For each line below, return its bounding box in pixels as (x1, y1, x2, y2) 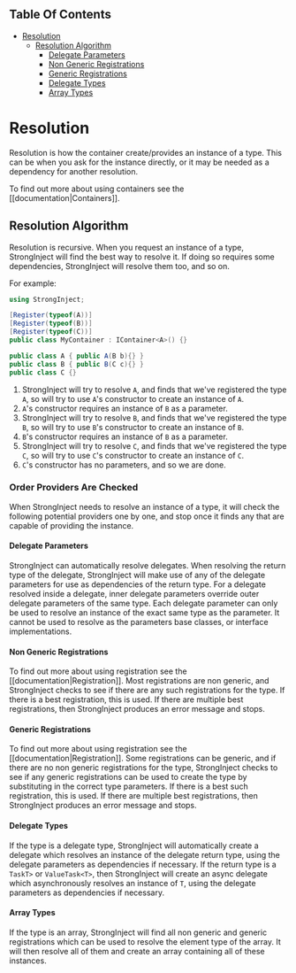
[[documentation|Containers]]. (9, 192, 120, 203)
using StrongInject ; (9, 295, 86, 304)
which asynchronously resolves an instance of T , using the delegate (9, 877, 256, 888)
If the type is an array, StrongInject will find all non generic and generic (9, 927, 268, 938)
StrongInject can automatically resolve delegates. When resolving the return (9, 560, 286, 571)
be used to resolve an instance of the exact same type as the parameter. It (9, 607, 280, 618)
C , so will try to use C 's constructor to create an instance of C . (21, 450, 245, 460)
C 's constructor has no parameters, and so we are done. (21, 459, 227, 470)
